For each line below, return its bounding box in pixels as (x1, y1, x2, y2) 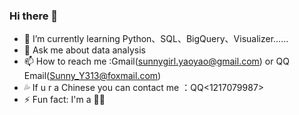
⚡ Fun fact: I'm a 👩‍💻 (23, 94, 106, 106)
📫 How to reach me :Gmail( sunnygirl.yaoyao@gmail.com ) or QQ (23, 55, 290, 68)
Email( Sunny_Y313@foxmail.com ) (23, 70, 162, 82)
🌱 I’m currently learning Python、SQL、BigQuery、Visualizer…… (23, 33, 289, 45)
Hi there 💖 (9, 9, 59, 23)
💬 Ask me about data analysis (23, 44, 146, 56)
